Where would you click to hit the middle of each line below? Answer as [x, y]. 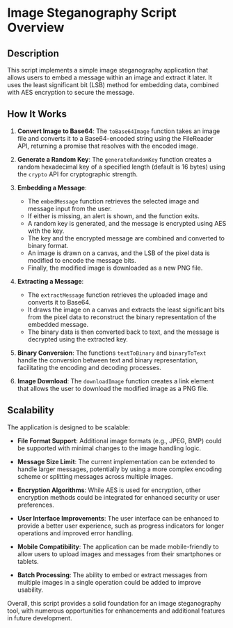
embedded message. [58, 324]
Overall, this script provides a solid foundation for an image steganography [114, 603]
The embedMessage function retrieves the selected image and [113, 201]
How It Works [37, 114]
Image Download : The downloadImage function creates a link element [115, 381]
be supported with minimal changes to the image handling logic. [109, 448]
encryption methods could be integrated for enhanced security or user [119, 497]
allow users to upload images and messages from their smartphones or [119, 554]
